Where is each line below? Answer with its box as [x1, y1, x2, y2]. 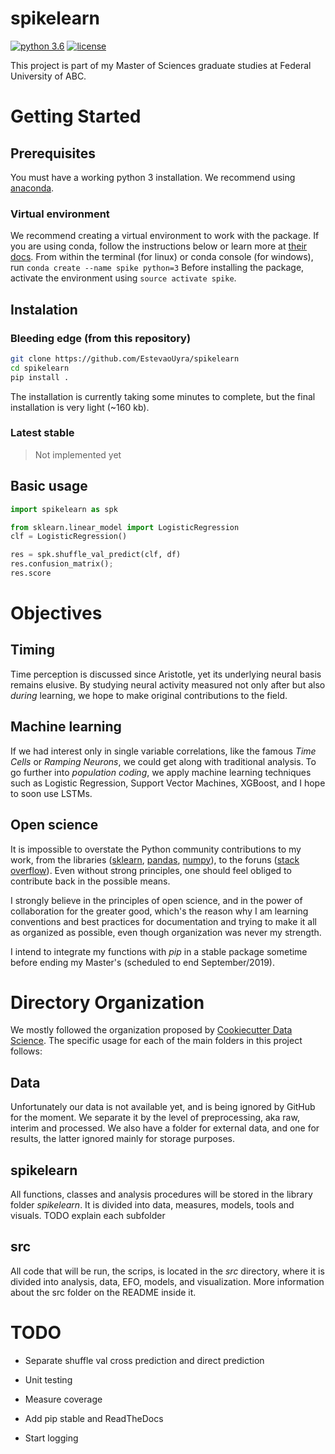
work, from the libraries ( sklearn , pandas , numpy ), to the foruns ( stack [10, 853, 300, 866]
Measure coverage [24, 1393, 103, 1405]
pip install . [10, 372, 70, 382]
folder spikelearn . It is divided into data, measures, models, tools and [10, 1199, 295, 1211]
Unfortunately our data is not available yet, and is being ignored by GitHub [10, 1101, 316, 1113]
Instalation [10, 301, 78, 318]
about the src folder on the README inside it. [10, 1286, 197, 1298]
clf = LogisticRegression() [10, 532, 128, 542]
